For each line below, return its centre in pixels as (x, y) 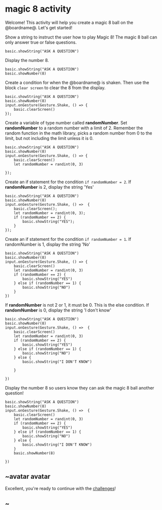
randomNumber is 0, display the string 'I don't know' (58, 310)
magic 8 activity (38, 9)
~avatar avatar (28, 477)
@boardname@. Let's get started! (39, 27)
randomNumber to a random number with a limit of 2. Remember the (74, 128)
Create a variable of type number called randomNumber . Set (66, 122)
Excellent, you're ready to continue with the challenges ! (61, 488)
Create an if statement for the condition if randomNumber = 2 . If (68, 182)
